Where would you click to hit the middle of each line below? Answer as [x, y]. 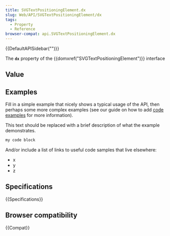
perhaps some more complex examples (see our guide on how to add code [84, 110]
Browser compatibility [41, 215]
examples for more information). [39, 115]
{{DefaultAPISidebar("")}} [32, 48]
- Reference [23, 29]
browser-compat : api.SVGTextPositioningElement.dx [60, 34]
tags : [11, 19]
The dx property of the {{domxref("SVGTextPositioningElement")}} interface [85, 58]
